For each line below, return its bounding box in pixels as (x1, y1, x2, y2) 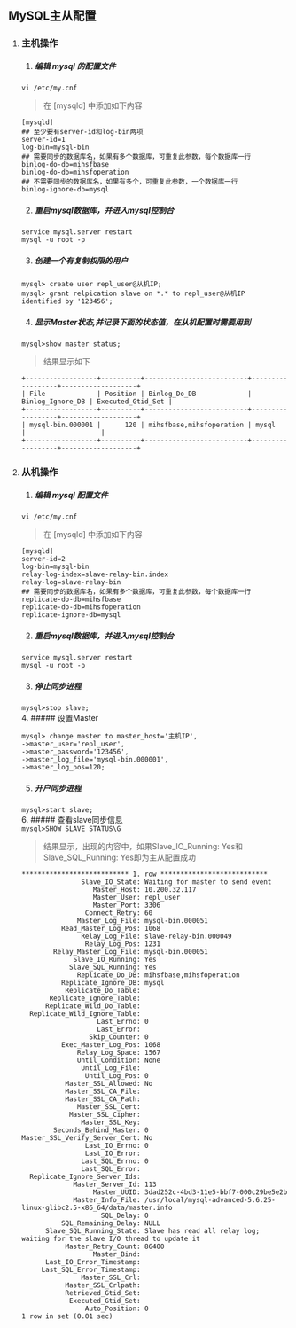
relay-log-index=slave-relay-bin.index (20, 570, 169, 579)
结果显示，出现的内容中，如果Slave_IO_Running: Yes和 (43, 840, 244, 851)
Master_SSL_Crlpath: (65, 1280, 141, 1290)
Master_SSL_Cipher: (68, 1110, 141, 1119)
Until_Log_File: (81, 1063, 141, 1073)
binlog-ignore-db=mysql (20, 185, 110, 194)
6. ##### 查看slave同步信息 (20, 814, 123, 824)
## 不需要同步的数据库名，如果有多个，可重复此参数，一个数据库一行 (20, 177, 238, 186)
